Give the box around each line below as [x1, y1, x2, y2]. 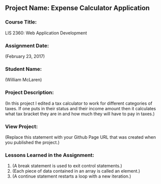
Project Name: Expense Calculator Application [5, 4, 150, 12]
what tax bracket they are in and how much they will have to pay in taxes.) [5, 111, 155, 117]
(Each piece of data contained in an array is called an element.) [12, 168, 140, 174]
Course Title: [5, 19, 37, 26]
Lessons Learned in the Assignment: [5, 152, 95, 158]
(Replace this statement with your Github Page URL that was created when [5, 134, 156, 140]
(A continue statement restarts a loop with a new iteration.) [12, 173, 132, 179]
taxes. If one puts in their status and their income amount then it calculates [5, 105, 156, 111]
